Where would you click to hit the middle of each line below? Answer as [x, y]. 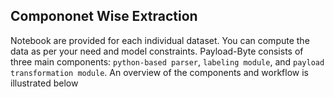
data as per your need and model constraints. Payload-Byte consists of [157, 51]
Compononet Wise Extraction [104, 16]
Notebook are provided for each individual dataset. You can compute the [160, 40]
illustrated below [44, 83]
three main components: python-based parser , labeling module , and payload [167, 61]
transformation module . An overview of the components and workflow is [159, 72]
